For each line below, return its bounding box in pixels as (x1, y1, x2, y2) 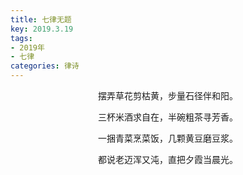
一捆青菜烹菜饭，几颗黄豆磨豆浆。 (98, 132, 238, 144)
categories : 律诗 (10, 61, 80, 71)
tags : (10, 33, 33, 43)
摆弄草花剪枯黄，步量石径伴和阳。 (98, 90, 238, 101)
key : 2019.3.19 (10, 24, 74, 34)
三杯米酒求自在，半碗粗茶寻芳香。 (98, 111, 238, 123)
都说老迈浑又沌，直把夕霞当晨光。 (98, 154, 238, 165)
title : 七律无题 (10, 14, 72, 25)
